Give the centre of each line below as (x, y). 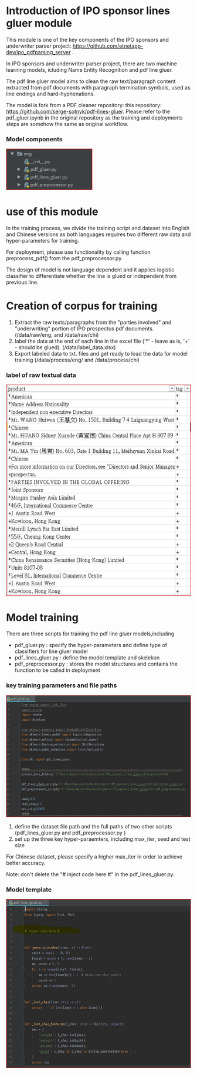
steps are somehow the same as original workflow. (67, 124)
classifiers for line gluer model (51, 651)
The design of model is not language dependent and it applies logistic (90, 270)
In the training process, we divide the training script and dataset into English (98, 228)
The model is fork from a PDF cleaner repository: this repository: (84, 105)
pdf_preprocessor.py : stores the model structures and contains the (96, 664)
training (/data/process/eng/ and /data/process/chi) (77, 360)
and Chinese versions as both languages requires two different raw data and (98, 234)
